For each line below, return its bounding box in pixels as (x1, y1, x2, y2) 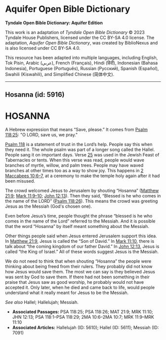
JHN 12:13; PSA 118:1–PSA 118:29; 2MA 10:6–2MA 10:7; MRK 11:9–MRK (12, 314, 154, 320)
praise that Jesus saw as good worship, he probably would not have (5, 279, 144, 285)
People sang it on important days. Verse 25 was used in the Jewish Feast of (5, 152, 160, 158)
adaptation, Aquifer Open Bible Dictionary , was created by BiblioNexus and (5, 39, 158, 45)
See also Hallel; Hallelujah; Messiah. (5, 300, 79, 305)
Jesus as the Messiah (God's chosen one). (5, 203, 92, 209)
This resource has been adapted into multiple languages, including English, (5, 54, 158, 60)
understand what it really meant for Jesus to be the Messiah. (5, 290, 129, 296)
